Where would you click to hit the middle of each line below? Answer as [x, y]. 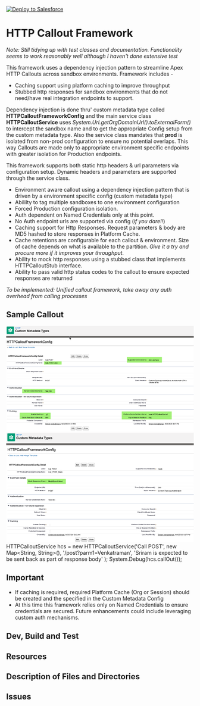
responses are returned [44, 278]
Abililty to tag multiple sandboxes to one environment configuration [97, 202]
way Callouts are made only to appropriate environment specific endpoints [98, 147]
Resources [26, 656]
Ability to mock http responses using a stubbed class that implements [100, 259]
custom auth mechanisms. [47, 617]
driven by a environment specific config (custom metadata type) [94, 196]
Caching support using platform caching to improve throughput [92, 85]
